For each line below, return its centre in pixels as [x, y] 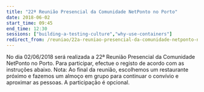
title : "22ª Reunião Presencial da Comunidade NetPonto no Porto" [92, 12]
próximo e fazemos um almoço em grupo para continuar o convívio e [93, 76]
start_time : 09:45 [29, 23]
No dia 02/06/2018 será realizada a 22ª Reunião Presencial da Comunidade [101, 57]
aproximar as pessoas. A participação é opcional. [68, 82]
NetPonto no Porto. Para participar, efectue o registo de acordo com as [95, 63]
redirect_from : [25, 40]
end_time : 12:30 [27, 29]
